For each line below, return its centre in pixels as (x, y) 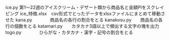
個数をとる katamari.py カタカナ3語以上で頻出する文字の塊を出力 (87, 26)
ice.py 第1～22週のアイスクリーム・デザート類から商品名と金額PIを (76, 7)
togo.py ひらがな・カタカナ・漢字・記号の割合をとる (69, 32)
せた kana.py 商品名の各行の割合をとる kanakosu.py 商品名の (82, 20)
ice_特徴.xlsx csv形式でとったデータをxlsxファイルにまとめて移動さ (92, 13)
